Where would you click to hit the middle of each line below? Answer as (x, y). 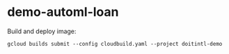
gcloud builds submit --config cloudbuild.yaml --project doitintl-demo (115, 44)
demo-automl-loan (63, 12)
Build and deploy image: (42, 31)
